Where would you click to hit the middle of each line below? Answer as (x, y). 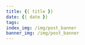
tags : (13, 22)
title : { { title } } (30, 11)
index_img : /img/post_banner (41, 28)
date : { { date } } (27, 17)
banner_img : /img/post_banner (43, 33)
